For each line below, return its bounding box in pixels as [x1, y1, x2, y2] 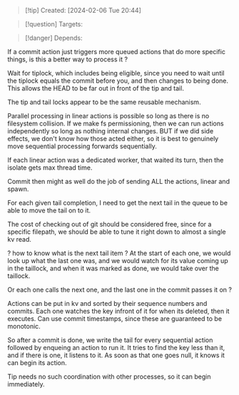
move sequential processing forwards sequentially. [7, 142, 157, 150]
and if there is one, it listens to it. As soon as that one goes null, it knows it [7, 351, 225, 359]
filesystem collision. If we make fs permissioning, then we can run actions [7, 119, 224, 128]
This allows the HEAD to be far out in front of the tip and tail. [7, 84, 184, 92]
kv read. [7, 235, 32, 243]
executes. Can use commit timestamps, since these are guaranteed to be [7, 314, 223, 323]
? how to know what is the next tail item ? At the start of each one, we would [7, 249, 231, 257]
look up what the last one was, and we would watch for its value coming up [7, 257, 228, 265]
